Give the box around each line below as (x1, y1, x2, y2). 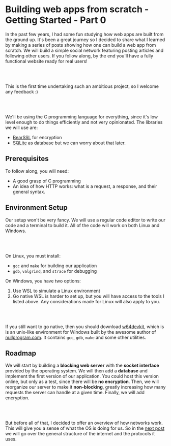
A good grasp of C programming (12, 178, 81, 184)
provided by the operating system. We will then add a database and (5, 368, 148, 374)
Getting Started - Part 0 (5, 14, 106, 26)
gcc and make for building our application (12, 263, 97, 269)
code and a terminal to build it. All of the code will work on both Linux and (5, 222, 160, 228)
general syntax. (12, 188, 46, 195)
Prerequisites (5, 154, 49, 163)
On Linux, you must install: (5, 252, 61, 259)
